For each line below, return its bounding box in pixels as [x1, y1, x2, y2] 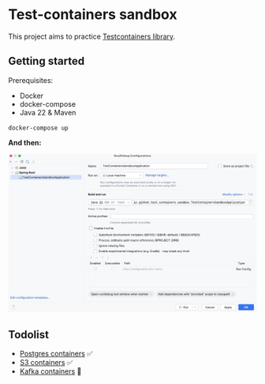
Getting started [8, 55, 85, 68]
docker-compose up [8, 124, 69, 132]
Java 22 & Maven [19, 107, 77, 117]
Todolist [8, 328, 50, 341]
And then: [8, 137, 42, 147]
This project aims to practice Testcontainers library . [8, 32, 176, 41]
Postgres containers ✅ [19, 348, 93, 358]
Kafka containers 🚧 [19, 366, 82, 376]
